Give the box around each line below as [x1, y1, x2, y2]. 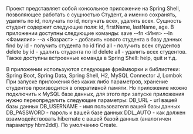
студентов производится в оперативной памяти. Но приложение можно [6, 84, 188, 91]
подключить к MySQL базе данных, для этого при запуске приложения [6, 90, 185, 97]
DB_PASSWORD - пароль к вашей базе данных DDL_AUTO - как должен [6, 109, 186, 116]
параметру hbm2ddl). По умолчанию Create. [6, 122, 118, 128]
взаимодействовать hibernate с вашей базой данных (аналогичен [6, 115, 171, 122]
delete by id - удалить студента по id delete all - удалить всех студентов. [6, 48, 187, 55]
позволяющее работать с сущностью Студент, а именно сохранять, [6, 11, 177, 18]
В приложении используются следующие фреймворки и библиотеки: [6, 66, 180, 72]
